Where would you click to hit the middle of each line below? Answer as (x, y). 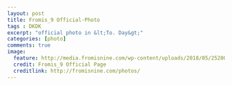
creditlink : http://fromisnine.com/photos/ (77, 71)
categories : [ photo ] (37, 39)
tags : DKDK (24, 26)
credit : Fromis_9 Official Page (60, 64)
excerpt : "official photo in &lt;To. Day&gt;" (75, 33)
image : (17, 52)
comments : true (29, 45)
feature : (26, 58)
